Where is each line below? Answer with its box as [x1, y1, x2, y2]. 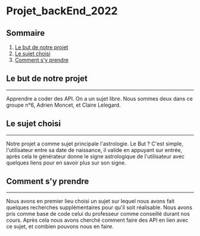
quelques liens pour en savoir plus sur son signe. [6, 159, 127, 166]
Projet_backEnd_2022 [6, 4, 118, 18]
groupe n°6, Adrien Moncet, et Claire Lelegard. [6, 101, 121, 108]
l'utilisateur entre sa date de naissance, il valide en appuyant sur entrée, [6, 146, 183, 153]
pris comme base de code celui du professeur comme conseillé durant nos [6, 210, 190, 218]
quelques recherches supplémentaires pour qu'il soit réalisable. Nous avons [6, 204, 192, 211]
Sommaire [6, 28, 45, 38]
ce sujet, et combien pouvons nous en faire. [6, 223, 114, 230]
